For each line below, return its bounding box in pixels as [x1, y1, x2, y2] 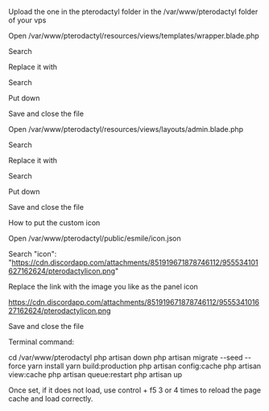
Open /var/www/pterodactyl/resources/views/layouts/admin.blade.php [8, 125, 244, 134]
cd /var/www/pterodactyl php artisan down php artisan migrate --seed [8, 353, 243, 362]
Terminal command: [8, 337, 75, 347]
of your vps [8, 15, 47, 25]
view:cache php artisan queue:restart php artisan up [8, 370, 183, 379]
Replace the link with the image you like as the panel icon [8, 282, 199, 291]
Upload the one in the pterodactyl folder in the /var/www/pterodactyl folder [8, 7, 259, 16]
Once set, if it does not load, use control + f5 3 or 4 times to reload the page [8, 385, 262, 395]
